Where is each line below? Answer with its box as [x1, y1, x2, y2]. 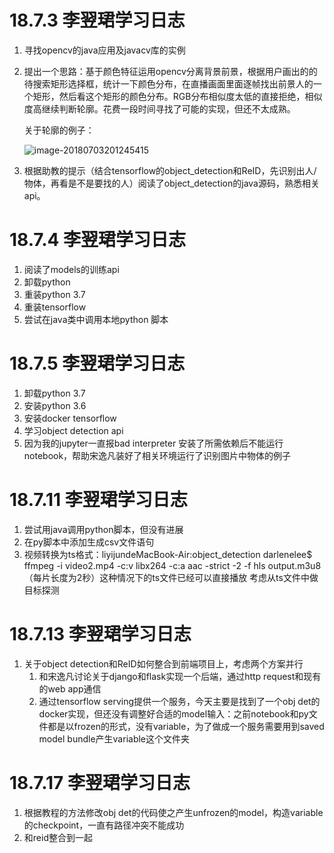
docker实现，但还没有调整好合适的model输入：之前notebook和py [38, 707, 309, 720]
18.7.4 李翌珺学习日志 [9, 229, 187, 251]
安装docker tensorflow [23, 412, 117, 424]
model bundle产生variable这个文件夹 [38, 732, 191, 745]
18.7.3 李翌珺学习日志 [9, 9, 186, 32]
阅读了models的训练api [23, 263, 120, 275]
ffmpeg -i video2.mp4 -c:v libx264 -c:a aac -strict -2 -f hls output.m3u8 [23, 559, 322, 571]
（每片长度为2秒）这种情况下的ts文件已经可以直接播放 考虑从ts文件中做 [23, 571, 319, 583]
